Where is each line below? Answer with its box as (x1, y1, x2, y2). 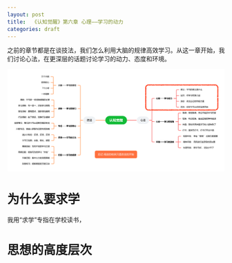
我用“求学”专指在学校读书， (7, 215, 86, 224)
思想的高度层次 (7, 242, 93, 258)
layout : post (7, 11, 45, 18)
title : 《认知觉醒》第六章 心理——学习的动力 (7, 18, 124, 25)
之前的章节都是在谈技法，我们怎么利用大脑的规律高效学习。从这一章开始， (7, 46, 219, 54)
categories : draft (7, 25, 60, 32)
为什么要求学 (7, 191, 81, 207)
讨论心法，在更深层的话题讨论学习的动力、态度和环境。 (12, 55, 171, 63)
